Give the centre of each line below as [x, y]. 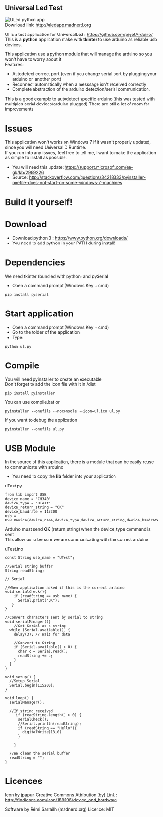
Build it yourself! [39, 202]
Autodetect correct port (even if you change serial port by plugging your [84, 74]
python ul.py [18, 346]
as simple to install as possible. [36, 157]
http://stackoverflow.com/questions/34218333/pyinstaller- [87, 177]
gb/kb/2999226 [28, 172]
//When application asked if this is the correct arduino [65, 588]
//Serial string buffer [29, 566]
